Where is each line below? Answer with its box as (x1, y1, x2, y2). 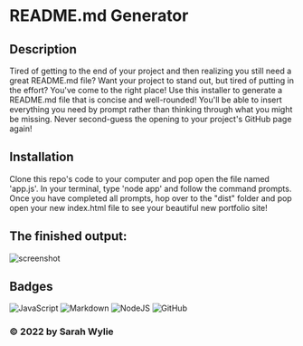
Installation (9, 149, 74, 165)
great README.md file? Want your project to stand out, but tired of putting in (9, 75, 294, 86)
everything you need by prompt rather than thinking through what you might (9, 104, 293, 114)
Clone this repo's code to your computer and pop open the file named (9, 173, 270, 184)
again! (9, 123, 33, 134)
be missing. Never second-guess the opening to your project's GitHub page (9, 114, 292, 124)
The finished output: (9, 228, 128, 245)
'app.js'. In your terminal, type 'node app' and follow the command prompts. (9, 183, 292, 194)
